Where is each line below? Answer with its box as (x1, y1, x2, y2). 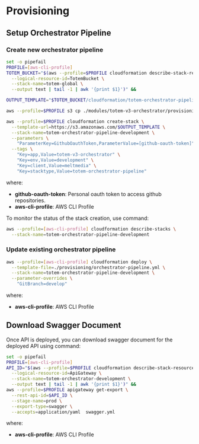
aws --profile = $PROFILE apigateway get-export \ (6, 387, 129, 393)
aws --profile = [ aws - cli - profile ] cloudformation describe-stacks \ (6, 226, 176, 232)
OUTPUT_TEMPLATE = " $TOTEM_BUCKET (6, 97, 86, 103)
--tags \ (11, 146, 33, 152)
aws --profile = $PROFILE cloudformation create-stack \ (6, 119, 145, 124)
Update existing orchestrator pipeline (6, 245, 116, 254)
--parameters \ (11, 135, 49, 141)
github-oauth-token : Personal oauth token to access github (14, 190, 162, 197)
